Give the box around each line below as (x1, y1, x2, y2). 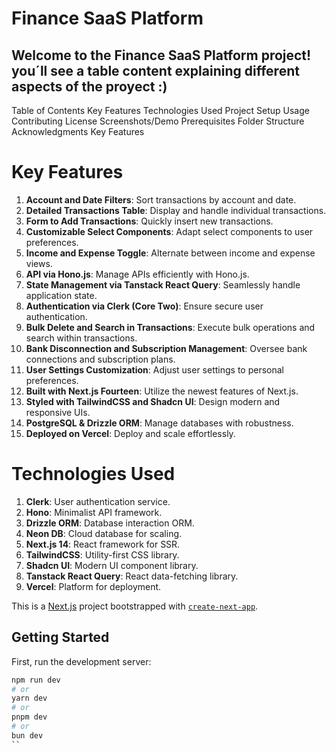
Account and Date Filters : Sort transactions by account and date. (25, 193, 297, 206)
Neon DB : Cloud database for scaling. (25, 527, 183, 539)
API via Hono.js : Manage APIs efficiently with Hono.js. (25, 268, 250, 280)
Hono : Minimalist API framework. (25, 506, 163, 518)
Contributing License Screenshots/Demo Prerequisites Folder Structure (11, 115, 305, 127)
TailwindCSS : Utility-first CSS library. (25, 548, 180, 561)
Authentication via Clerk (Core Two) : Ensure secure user (25, 300, 264, 312)
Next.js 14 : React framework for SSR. (25, 538, 181, 550)
